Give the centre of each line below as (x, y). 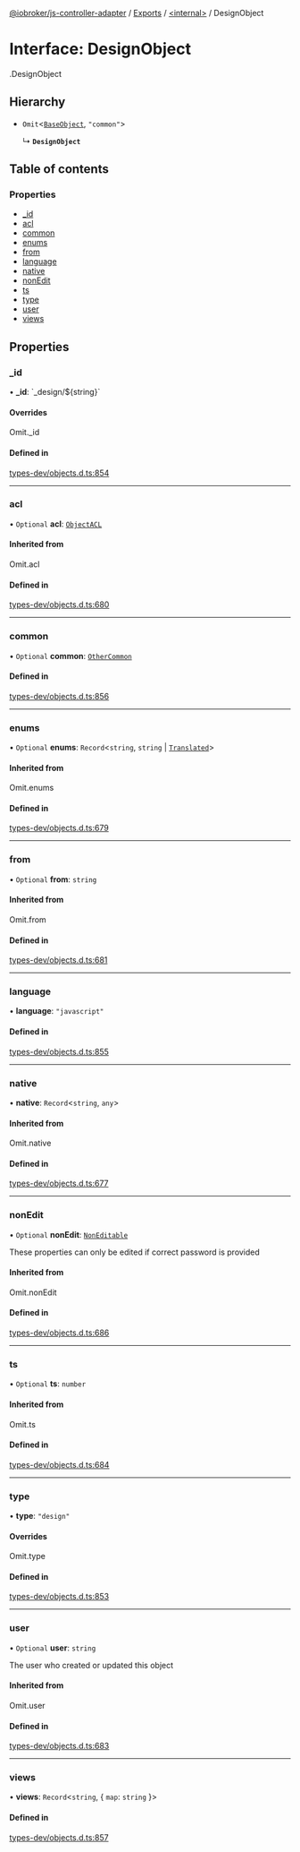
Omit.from (28, 919)
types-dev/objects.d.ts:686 (59, 1333)
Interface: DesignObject (100, 49)
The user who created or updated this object (92, 1665)
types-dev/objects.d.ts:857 (59, 1837)
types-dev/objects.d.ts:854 (59, 473)
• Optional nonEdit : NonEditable (69, 1234)
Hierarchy (37, 102)
